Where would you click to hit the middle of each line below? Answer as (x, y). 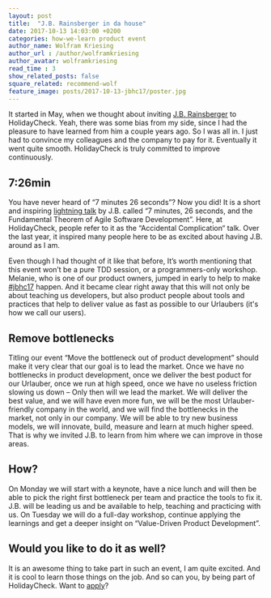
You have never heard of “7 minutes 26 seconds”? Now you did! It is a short (134, 203)
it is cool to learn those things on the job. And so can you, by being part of (132, 577)
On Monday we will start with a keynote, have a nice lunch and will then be (133, 489)
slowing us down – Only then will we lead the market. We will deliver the (128, 392)
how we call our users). (47, 313)
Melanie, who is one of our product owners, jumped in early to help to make (135, 278)
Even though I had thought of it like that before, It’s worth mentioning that (130, 261)
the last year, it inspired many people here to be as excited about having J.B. (135, 237)
